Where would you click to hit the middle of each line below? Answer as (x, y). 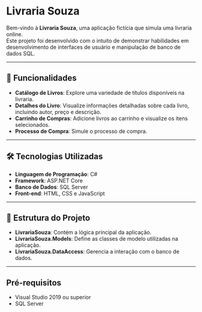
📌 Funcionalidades (41, 78)
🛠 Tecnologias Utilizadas (55, 157)
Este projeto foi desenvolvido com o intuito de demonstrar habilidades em (98, 40)
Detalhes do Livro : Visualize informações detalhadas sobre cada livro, (102, 105)
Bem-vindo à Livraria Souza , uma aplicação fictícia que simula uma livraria (99, 28)
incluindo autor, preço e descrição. (58, 112)
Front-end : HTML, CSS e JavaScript (60, 193)
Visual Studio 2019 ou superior (53, 298)
